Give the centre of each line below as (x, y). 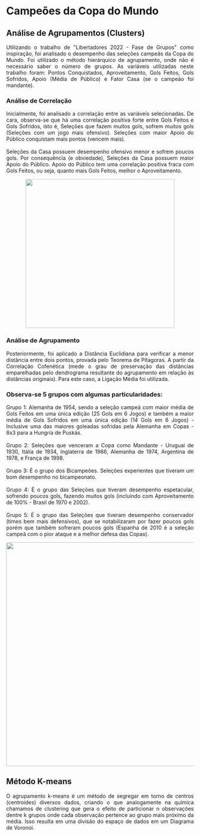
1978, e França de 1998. (35, 458)
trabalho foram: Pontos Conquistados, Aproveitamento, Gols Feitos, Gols (100, 72)
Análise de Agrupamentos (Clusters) (76, 33)
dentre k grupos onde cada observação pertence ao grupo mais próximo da (100, 815)
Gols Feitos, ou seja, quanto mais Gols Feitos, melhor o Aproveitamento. (94, 171)
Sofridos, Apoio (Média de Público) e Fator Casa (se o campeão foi (100, 79)
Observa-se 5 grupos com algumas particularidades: (85, 394)
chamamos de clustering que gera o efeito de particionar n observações (100, 809)
